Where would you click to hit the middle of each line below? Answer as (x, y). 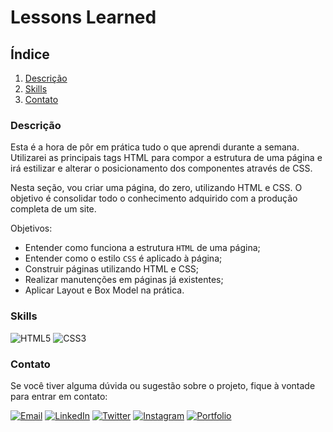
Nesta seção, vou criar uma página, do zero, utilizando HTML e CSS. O (156, 188)
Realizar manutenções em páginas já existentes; (124, 280)
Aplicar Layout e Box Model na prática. (104, 290)
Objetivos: (31, 228)
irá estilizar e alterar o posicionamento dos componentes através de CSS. (161, 168)
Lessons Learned (83, 17)
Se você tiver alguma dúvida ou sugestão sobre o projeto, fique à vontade (163, 385)
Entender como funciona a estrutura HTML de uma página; (142, 248)
